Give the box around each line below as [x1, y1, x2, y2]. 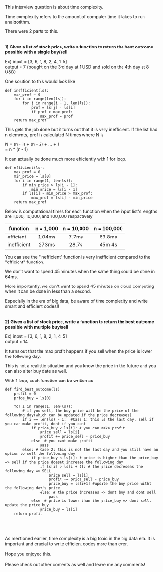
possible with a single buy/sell [5, 49, 68, 55]
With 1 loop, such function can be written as [5, 378, 94, 383]
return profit [14, 511, 42, 516]
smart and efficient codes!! [5, 303, 60, 309]
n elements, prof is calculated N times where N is [5, 132, 104, 138]
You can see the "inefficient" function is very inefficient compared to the [5, 254, 151, 260]
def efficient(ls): [5, 166, 45, 170]
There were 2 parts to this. [5, 28, 59, 34]
